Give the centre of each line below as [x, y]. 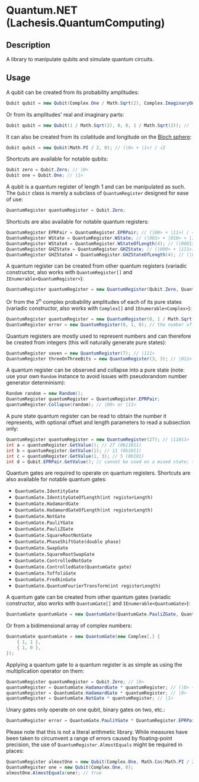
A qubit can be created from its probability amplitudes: [73, 92]
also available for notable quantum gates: [57, 479]
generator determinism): [36, 383]
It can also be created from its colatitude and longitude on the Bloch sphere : [99, 137]
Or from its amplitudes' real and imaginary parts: [65, 114]
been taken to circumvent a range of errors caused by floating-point [89, 739]
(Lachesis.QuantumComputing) [86, 23]
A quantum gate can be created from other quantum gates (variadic [89, 597]
